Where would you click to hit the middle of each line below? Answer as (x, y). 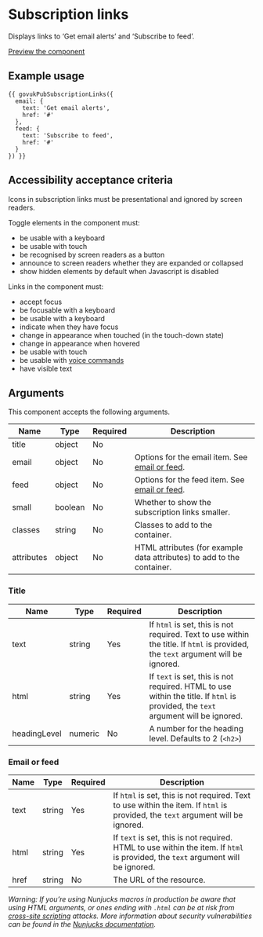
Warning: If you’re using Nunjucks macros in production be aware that (122, 899)
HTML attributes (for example (189, 547)
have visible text (46, 368)
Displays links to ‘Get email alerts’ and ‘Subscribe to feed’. (101, 36)
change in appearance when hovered (80, 343)
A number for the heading (196, 728)
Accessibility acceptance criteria (91, 180)
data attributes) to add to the (187, 558)
